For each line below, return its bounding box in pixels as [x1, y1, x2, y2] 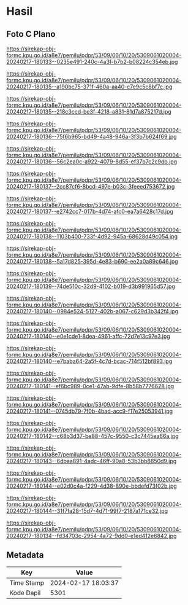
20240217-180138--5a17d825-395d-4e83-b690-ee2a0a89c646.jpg [6, 258, 179, 265]
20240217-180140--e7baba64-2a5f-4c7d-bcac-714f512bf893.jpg [6, 357, 173, 365]
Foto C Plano [6, 29, 56, 39]
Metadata [6, 550, 44, 560]
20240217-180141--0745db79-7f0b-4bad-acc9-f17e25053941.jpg [6, 407, 173, 415]
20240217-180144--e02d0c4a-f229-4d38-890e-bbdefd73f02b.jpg [6, 482, 178, 490]
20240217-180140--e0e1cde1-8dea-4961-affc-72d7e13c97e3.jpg [6, 333, 170, 340]
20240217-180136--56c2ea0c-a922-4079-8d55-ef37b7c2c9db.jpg [6, 158, 178, 165]
